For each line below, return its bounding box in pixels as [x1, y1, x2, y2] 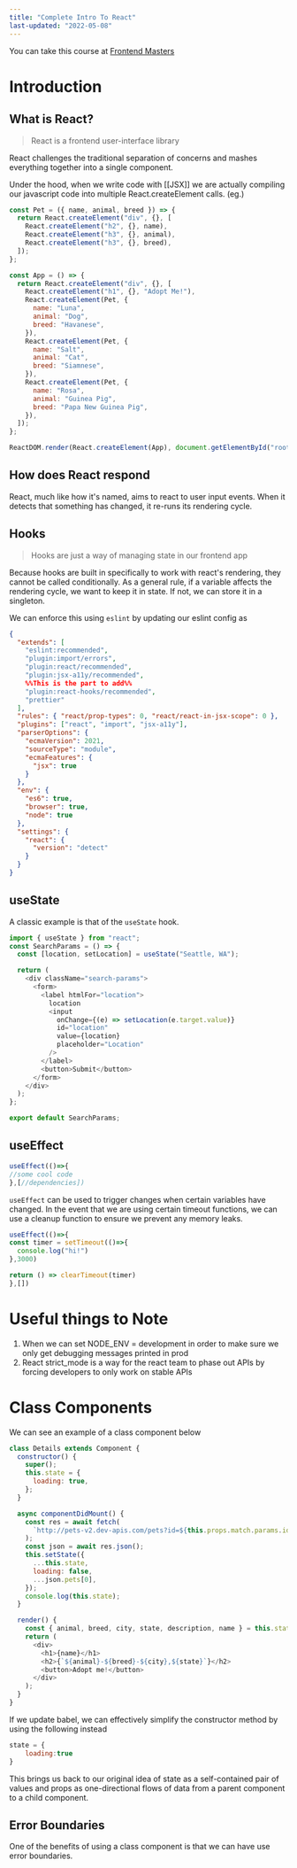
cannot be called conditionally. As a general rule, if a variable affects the [9, 577, 272, 587]
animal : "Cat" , [32, 353, 89, 362]
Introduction [9, 76, 103, 97]
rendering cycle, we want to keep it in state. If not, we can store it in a [9, 585, 263, 596]
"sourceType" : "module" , [25, 745, 117, 754]
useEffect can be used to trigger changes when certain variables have [9, 1194, 267, 1205]
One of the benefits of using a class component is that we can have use [9, 1841, 270, 1852]
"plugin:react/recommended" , [25, 663, 133, 671]
